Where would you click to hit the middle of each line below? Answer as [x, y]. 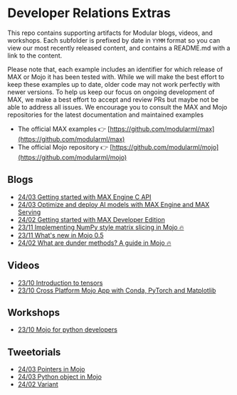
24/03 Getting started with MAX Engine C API [84, 196]
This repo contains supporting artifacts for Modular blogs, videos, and [110, 33]
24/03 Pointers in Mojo [51, 369]
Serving [29, 212]
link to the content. [35, 56]
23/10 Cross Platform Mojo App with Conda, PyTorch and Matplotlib [117, 290]
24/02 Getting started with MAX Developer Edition [91, 219]
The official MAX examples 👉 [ [64, 129]
